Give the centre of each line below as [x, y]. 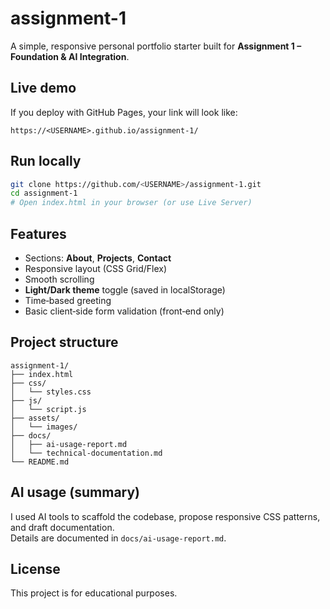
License [35, 569]
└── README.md [40, 462]
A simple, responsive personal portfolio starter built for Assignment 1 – [156, 46]
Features [38, 233]
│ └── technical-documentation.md [86, 453]
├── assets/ [35, 418]
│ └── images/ [44, 427]
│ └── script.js [48, 409]
